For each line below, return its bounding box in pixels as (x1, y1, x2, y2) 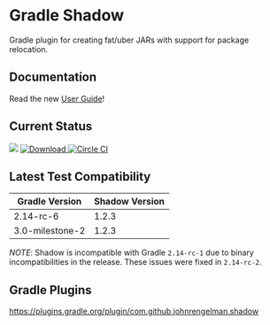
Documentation (9, 70, 97, 85)
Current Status (9, 119, 93, 134)
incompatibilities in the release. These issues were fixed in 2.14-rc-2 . (9, 257, 262, 267)
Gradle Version (17, 196, 82, 208)
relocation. (9, 43, 49, 54)
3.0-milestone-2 (13, 225, 86, 237)
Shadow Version (94, 196, 166, 208)
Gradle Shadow (9, 5, 125, 26)
